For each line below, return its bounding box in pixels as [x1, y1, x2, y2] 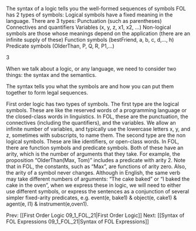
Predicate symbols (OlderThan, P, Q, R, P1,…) [6, 42, 114, 49]
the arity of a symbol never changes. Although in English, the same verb [6, 169, 181, 176]
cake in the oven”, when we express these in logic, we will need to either [6, 182, 181, 189]
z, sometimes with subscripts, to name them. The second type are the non [6, 132, 186, 139]
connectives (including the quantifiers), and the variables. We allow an [6, 119, 176, 126]
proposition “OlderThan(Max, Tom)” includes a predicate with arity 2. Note [6, 157, 186, 163]
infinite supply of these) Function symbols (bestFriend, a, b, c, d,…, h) [6, 36, 174, 43]
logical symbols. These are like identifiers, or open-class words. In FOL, [6, 138, 180, 145]
